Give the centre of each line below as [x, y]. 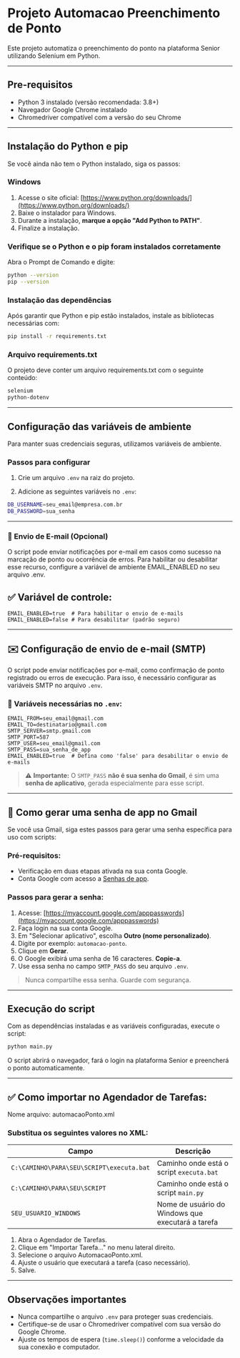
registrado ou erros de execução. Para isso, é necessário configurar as [112, 677]
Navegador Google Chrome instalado [72, 109]
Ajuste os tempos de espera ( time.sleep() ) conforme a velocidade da [120, 1339]
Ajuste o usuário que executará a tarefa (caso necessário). [104, 1263]
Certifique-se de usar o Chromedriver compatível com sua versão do [119, 1324]
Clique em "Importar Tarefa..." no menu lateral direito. [96, 1247]
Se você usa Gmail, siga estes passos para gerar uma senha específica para [120, 829]
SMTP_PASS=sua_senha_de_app [49, 750]
